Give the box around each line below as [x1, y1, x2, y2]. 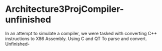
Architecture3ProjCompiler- [5, 3, 124, 15]
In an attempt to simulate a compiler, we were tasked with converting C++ [5, 30, 157, 36]
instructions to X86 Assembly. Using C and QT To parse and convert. [5, 36, 147, 42]
